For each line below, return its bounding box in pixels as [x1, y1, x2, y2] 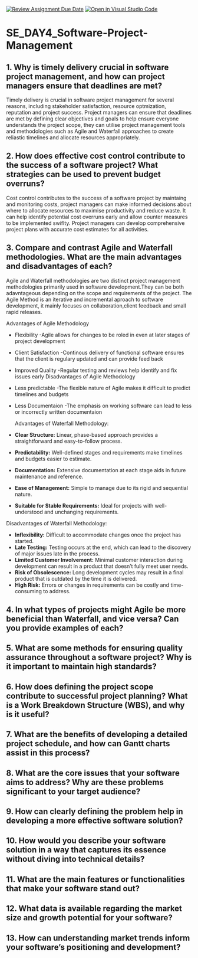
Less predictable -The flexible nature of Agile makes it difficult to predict [14, 384, 190, 391]
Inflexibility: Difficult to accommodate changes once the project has [14, 531, 181, 538]
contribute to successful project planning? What [6, 691, 188, 701]
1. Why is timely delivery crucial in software [6, 62, 169, 72]
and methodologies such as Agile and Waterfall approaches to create [6, 127, 174, 135]
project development [14, 337, 65, 345]
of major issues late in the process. [14, 550, 100, 557]
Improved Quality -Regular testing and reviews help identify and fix [14, 367, 177, 374]
